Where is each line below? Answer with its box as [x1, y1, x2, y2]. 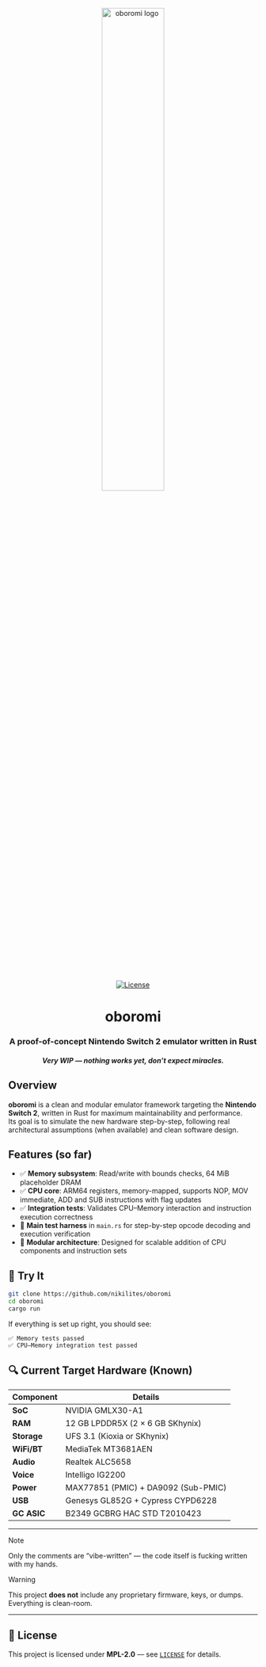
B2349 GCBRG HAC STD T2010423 [65, 1508, 202, 1519]
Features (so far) [8, 1147, 93, 1161]
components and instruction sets [19, 1246, 127, 1256]
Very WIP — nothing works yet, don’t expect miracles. [42, 1055, 224, 1065]
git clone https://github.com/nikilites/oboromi [8, 1290, 172, 1299]
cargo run [8, 1304, 41, 1313]
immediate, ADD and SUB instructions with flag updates [19, 1195, 202, 1204]
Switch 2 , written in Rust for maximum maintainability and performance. [8, 1108, 243, 1117]
